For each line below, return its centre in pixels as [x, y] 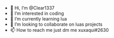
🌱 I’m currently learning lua [39, 19]
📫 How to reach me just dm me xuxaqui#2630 [59, 30]
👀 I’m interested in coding [37, 13]
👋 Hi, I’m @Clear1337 [32, 8]
